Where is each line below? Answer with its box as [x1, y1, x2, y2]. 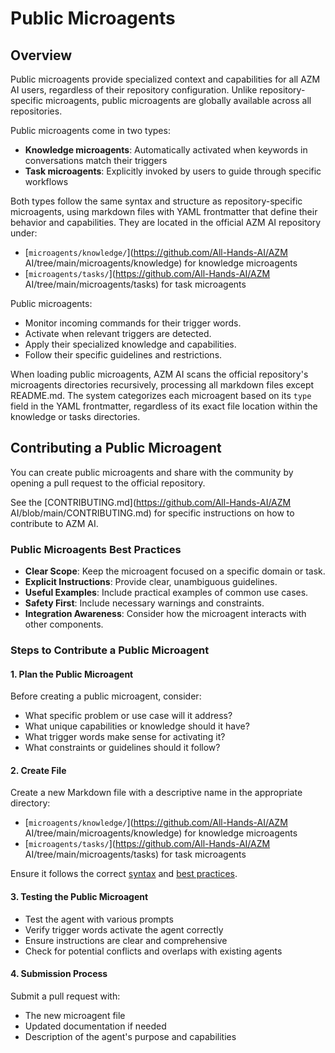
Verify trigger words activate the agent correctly [24, 923, 224, 936]
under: [10, 227, 38, 239]
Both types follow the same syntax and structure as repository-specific [10, 195, 303, 207]
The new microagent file [24, 1009, 126, 1021]
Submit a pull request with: [10, 990, 121, 1002]
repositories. [10, 105, 63, 117]
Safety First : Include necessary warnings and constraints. [24, 597, 265, 609]
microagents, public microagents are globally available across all [45, 95, 312, 106]
